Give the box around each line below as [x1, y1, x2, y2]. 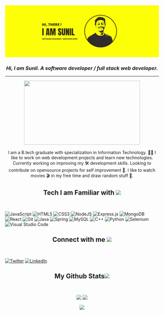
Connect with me [52, 236, 106, 244]
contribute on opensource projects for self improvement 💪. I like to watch [8, 167, 156, 173]
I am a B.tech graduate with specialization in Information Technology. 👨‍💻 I [8, 150, 156, 156]
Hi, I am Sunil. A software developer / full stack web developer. [6, 64, 158, 71]
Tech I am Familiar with [43, 189, 115, 197]
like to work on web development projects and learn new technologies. [11, 155, 153, 161]
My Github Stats [54, 272, 105, 280]
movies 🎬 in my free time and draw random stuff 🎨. [30, 173, 134, 178]
